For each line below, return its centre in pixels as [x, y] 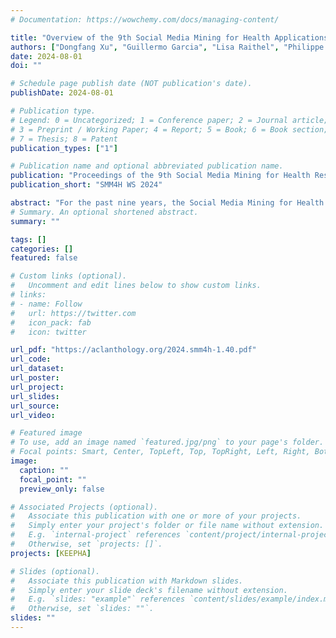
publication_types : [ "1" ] [64, 148]
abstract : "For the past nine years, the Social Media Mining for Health [167, 203]
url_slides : [35, 396]
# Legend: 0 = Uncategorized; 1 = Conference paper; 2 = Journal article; [169, 120]
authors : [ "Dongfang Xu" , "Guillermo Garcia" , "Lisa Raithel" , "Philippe [167, 47]
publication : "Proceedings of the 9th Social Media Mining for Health [160, 176]
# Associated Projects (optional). [84, 507]
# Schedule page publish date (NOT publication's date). [131, 84]
